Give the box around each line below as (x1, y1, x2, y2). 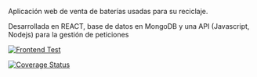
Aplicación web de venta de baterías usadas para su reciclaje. (8, 7, 208, 16)
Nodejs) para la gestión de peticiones (8, 30, 129, 39)
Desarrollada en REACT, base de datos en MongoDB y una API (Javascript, (8, 22, 250, 30)
